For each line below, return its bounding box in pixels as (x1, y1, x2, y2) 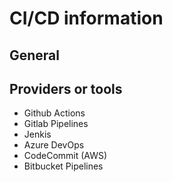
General (9, 47, 61, 64)
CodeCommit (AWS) (23, 150, 108, 162)
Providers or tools (9, 80, 123, 97)
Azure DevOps (23, 139, 85, 151)
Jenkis (23, 128, 52, 141)
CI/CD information (9, 7, 164, 30)
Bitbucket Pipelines (23, 160, 104, 172)
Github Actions (23, 107, 86, 119)
